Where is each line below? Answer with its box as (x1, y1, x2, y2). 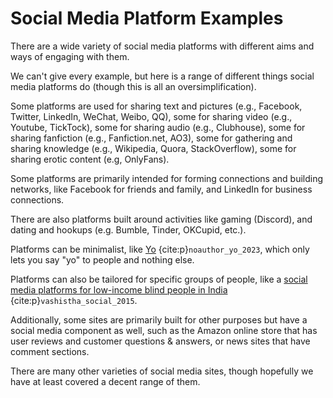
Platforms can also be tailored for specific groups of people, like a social (10, 273, 308, 285)
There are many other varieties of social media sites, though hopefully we (10, 365, 314, 377)
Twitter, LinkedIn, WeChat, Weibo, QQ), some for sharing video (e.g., (10, 110, 293, 122)
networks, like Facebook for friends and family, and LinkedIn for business (10, 183, 313, 195)
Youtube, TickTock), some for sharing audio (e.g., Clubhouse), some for (10, 121, 306, 133)
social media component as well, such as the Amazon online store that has (10, 324, 318, 336)
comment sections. (10, 345, 90, 357)
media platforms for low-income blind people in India (10, 283, 228, 296)
